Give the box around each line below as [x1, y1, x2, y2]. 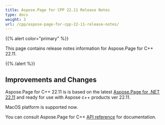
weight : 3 [5, 17, 26, 22]
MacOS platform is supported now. [5, 104, 78, 110]
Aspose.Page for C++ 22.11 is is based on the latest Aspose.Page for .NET [5, 89, 160, 95]
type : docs [5, 12, 28, 17]
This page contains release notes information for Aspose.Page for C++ [5, 45, 153, 51]
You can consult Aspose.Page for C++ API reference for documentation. [5, 114, 156, 120]
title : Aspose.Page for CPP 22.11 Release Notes [5, 7, 110, 13]
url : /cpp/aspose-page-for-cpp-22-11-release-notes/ [5, 21, 119, 27]
